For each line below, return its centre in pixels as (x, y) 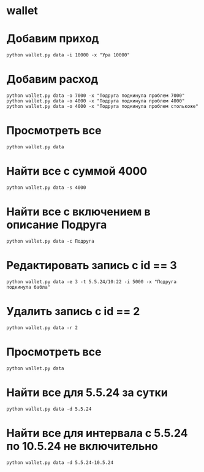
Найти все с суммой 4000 (77, 171)
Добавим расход (52, 79)
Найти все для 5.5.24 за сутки (87, 392)
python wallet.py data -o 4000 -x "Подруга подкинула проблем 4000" (96, 101)
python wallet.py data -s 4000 (46, 188)
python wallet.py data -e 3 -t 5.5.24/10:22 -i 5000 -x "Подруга (91, 282)
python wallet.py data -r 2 (42, 328)
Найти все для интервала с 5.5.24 (97, 433)
